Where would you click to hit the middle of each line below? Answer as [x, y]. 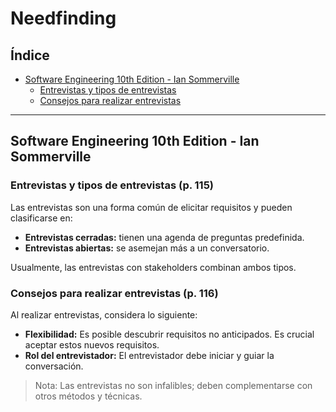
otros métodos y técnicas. [88, 396]
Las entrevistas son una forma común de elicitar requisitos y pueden [151, 207]
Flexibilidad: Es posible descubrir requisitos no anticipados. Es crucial [169, 334]
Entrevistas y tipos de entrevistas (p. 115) [112, 185]
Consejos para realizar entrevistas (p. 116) [114, 293]
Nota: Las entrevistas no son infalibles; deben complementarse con [173, 385]
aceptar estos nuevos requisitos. [92, 344]
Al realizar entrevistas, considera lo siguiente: [104, 314]
